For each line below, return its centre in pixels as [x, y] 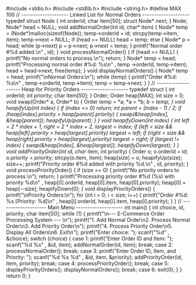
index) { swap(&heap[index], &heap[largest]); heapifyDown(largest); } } [93, 145]
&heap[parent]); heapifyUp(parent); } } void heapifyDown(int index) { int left [98, 120]
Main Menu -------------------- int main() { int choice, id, [116, 207]
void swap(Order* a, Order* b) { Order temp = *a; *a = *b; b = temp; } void [96, 102]
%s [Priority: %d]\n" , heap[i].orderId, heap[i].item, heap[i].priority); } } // [94, 201]
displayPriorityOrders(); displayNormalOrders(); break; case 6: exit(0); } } [94, 269]
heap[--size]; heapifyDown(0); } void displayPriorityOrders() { [80, 189]
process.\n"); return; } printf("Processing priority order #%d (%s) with [90, 176]
